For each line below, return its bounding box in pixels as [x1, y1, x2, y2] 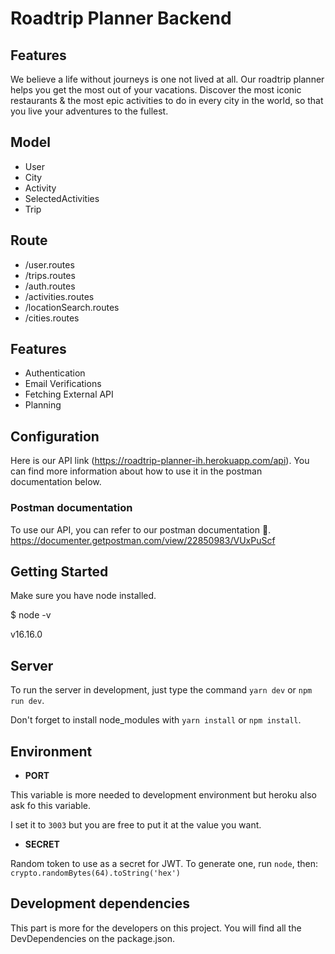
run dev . [10, 695, 45, 707]
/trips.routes [24, 269, 76, 281]
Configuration [10, 428, 100, 445]
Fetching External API [24, 388, 114, 401]
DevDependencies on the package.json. [10, 932, 176, 944]
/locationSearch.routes [24, 301, 120, 313]
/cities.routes [24, 312, 80, 324]
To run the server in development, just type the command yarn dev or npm [10, 684, 313, 696]
